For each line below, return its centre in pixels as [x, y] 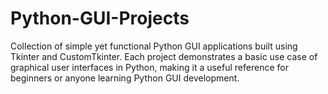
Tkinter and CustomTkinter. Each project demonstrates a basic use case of [164, 56]
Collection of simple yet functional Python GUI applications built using [154, 46]
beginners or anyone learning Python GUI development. [125, 78]
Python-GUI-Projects [100, 18]
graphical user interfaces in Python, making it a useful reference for [149, 67]
